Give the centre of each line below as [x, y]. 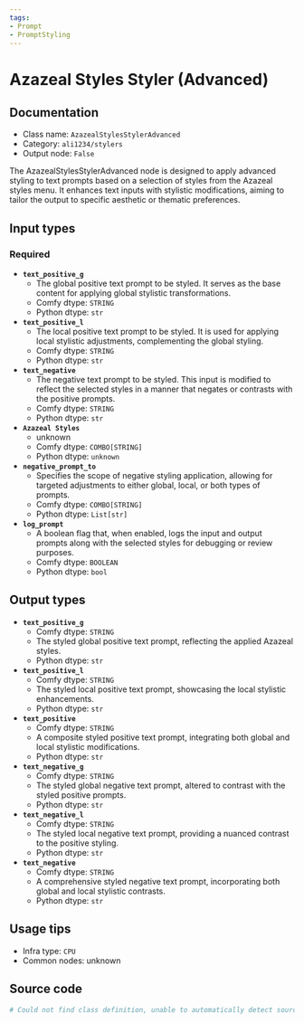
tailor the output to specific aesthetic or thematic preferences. [125, 200]
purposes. [55, 553]
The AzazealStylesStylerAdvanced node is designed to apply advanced [142, 171]
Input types [43, 228]
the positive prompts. [76, 399]
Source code [46, 989]
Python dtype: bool [71, 572]
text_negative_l [53, 815]
